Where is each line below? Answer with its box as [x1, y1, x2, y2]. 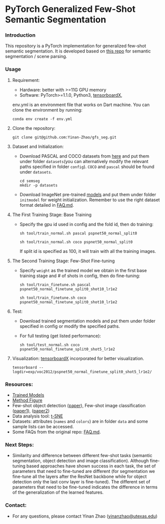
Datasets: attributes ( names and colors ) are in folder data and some [12, 418, 148, 424]
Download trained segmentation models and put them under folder [19, 318, 156, 324]
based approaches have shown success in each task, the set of [26, 463, 156, 469]
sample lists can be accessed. [12, 424, 74, 430]
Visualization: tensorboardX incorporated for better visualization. [12, 355, 144, 361]
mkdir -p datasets [19, 182, 58, 188]
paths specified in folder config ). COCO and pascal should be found [19, 164, 155, 170]
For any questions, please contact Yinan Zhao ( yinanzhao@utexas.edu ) [12, 513, 158, 519]
